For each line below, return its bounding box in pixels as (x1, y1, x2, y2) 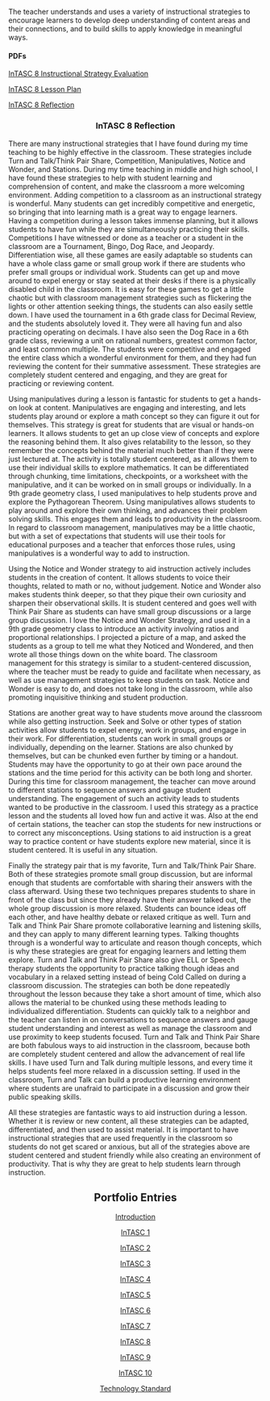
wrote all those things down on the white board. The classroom (8, 649, 218, 659)
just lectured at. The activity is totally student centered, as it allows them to (8, 454, 258, 464)
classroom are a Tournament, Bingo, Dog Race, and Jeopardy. (8, 241, 215, 251)
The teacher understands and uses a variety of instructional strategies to (8, 7, 251, 16)
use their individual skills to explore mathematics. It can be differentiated (8, 463, 249, 472)
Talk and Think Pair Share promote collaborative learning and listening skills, (8, 921, 262, 930)
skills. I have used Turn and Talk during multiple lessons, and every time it (8, 1058, 253, 1067)
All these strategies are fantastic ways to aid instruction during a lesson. (8, 1108, 247, 1117)
